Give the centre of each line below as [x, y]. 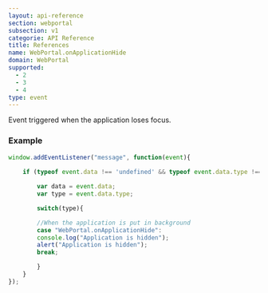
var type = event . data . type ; [85, 194]
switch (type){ [60, 208]
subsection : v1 [33, 30]
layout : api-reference [46, 16]
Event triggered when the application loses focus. [90, 120]
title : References [39, 46]
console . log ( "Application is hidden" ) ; [103, 238]
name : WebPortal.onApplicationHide [67, 53]
